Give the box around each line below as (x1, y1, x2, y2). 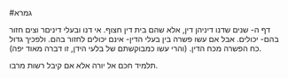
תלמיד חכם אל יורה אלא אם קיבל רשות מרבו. (9, 61, 159, 70)
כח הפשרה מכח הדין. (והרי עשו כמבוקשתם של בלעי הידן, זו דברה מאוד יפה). (9, 43, 262, 54)
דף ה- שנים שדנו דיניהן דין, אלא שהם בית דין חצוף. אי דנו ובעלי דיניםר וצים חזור (9, 25, 271, 34)
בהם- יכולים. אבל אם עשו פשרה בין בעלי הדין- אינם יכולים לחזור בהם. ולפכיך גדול (9, 34, 279, 44)
